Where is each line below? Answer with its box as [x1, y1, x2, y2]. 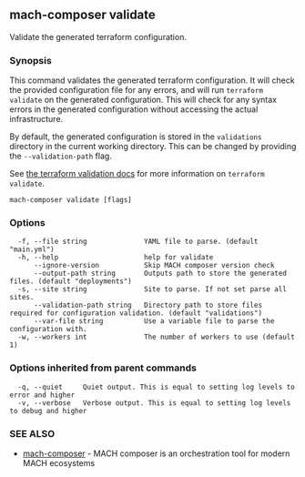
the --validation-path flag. [9, 150, 112, 162]
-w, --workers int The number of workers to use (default [17, 332, 296, 342]
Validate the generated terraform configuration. [9, 31, 187, 42]
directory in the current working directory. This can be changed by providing [9, 141, 297, 152]
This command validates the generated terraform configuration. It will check [9, 75, 295, 86]
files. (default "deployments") [9, 277, 132, 286]
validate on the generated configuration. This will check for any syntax [9, 95, 278, 106]
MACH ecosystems [22, 458, 96, 468]
